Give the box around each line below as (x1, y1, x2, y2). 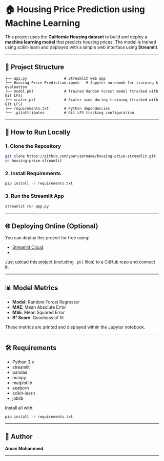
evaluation (5, 84, 27, 90)
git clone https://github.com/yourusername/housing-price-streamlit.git (5, 154, 156, 159)
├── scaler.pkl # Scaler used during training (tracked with (5, 97, 159, 102)
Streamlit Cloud (12, 244, 43, 250)
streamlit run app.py (5, 204, 49, 208)
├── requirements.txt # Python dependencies (5, 106, 110, 111)
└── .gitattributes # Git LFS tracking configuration (5, 110, 134, 115)
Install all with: (5, 405, 34, 411)
